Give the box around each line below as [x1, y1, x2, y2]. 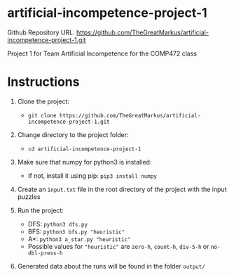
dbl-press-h [27, 250, 63, 257]
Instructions [7, 74, 80, 90]
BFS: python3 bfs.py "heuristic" [27, 227, 125, 236]
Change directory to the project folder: [17, 130, 129, 138]
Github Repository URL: [7, 28, 75, 37]
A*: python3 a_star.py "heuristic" [27, 234, 131, 243]
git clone [27, 112, 57, 119]
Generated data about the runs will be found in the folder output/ [17, 262, 205, 270]
